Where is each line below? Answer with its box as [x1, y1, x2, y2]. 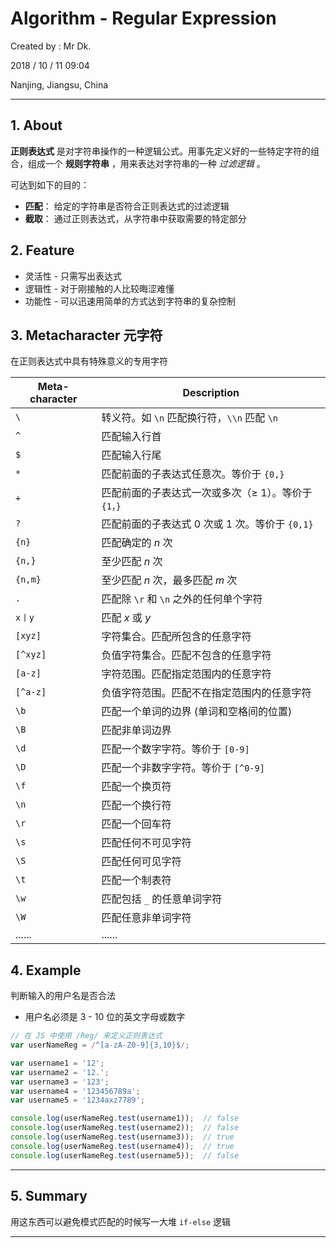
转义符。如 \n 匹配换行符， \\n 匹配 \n [101, 411, 279, 425]
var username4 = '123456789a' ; [10, 1086, 141, 1096]
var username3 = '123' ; [10, 1077, 110, 1087]
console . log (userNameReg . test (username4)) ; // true [10, 1141, 235, 1151]
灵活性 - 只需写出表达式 [24, 270, 123, 282]
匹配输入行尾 [101, 448, 162, 462]
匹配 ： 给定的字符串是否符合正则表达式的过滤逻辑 [24, 200, 230, 212]
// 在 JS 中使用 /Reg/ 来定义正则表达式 [10, 1031, 163, 1041]
